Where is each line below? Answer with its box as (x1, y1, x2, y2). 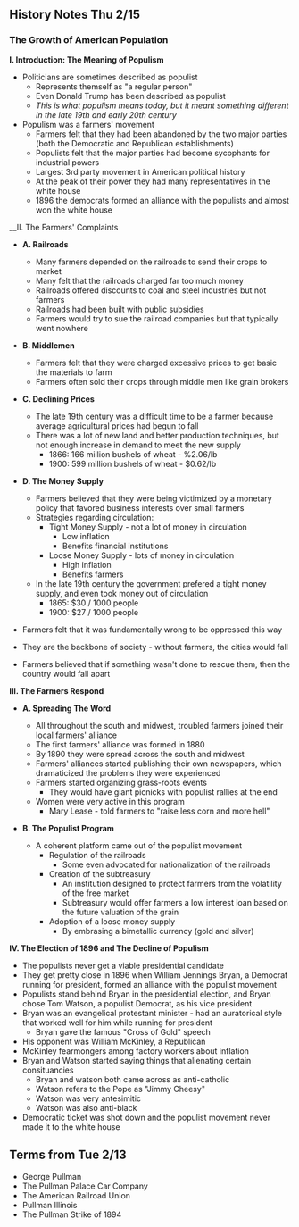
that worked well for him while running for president (21, 1017, 212, 1028)
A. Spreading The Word (21, 703, 112, 714)
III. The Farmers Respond (9, 685, 104, 696)
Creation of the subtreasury (48, 868, 151, 879)
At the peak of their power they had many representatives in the (35, 176, 270, 187)
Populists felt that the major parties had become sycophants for (35, 147, 270, 158)
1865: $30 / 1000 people (48, 597, 139, 608)
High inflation (62, 559, 112, 570)
